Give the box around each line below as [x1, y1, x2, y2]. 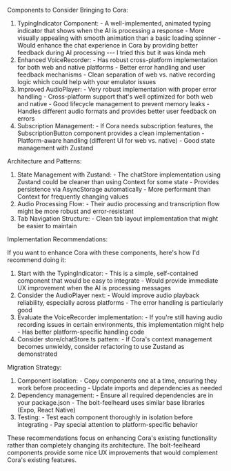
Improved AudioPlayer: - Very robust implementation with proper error [17, 86, 217, 93]
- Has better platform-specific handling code [17, 328, 145, 336]
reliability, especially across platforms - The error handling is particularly [17, 299, 223, 306]
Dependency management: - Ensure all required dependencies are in [17, 391, 214, 399]
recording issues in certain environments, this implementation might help [17, 321, 224, 328]
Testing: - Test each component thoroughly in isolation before [17, 413, 193, 421]
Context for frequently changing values [17, 192, 129, 201]
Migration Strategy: [7, 363, 62, 371]
